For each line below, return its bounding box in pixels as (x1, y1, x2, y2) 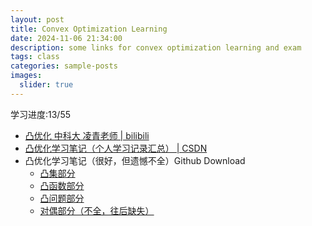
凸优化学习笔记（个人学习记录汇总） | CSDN (24, 142, 208, 154)
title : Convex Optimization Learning (10, 24, 168, 34)
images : (10, 71, 43, 81)
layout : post (10, 14, 65, 25)
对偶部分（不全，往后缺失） (39, 204, 155, 216)
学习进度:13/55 (10, 108, 72, 120)
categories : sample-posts (10, 61, 118, 71)
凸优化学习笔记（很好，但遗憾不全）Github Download (24, 154, 246, 166)
